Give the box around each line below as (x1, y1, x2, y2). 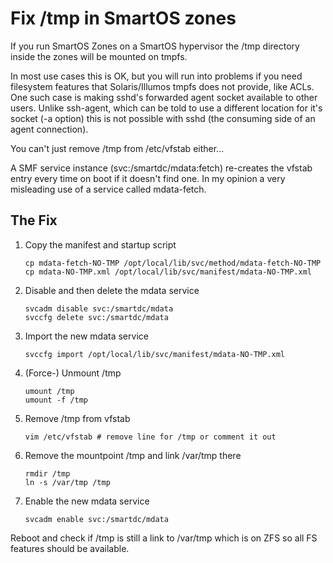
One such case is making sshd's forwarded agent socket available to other (10, 91, 318, 103)
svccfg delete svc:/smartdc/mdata (24, 312, 169, 322)
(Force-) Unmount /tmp (24, 367, 122, 379)
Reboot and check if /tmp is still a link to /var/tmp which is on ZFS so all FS (10, 532, 318, 544)
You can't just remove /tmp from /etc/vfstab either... (10, 142, 225, 154)
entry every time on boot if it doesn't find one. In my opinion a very (10, 172, 286, 184)
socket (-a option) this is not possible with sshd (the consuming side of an (10, 112, 316, 124)
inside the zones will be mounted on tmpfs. (10, 50, 188, 62)
